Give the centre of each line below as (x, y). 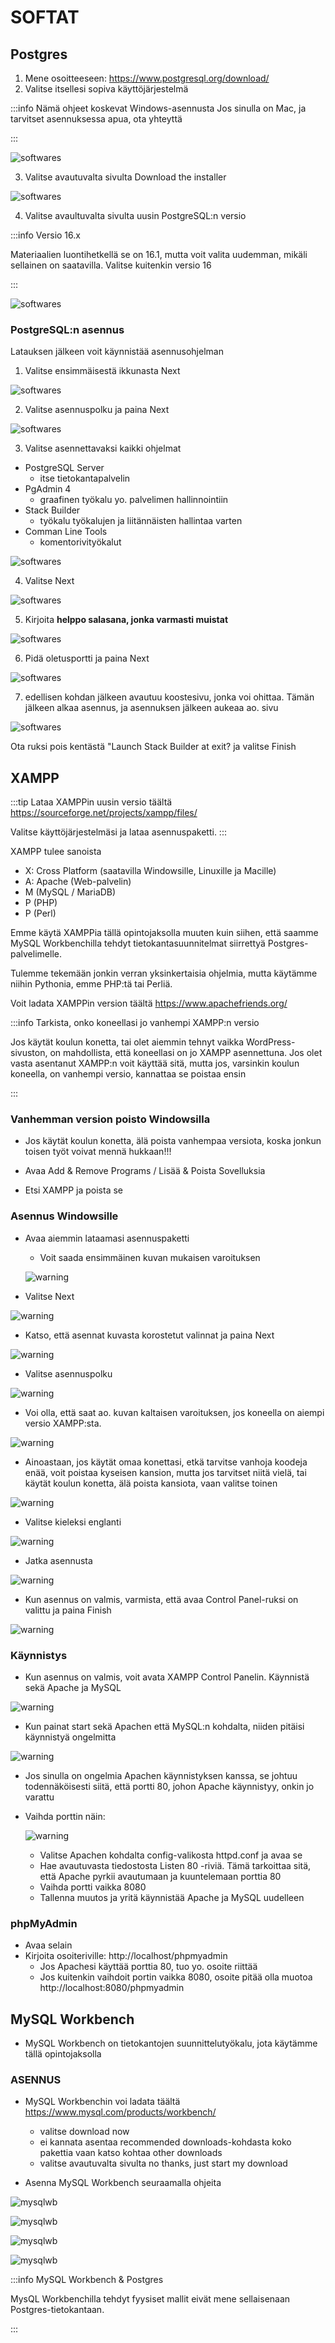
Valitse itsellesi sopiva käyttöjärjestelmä (106, 89)
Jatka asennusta (58, 1560)
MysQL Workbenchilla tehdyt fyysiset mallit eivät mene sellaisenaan (150, 2299)
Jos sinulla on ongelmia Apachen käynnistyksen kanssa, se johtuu (161, 1775)
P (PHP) (41, 903)
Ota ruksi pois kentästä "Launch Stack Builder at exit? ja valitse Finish (153, 747)
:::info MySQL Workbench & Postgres (87, 2280)
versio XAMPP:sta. (63, 1423)
